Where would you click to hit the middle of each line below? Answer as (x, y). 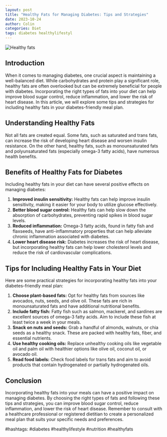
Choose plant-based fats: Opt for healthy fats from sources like (78, 296)
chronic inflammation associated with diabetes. (61, 237)
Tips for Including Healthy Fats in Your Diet (73, 268)
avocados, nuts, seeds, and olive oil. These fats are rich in (72, 301)
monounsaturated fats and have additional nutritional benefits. (76, 306)
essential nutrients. (32, 338)
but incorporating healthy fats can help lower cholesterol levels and (82, 247)
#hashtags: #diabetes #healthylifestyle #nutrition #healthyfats (69, 429)
